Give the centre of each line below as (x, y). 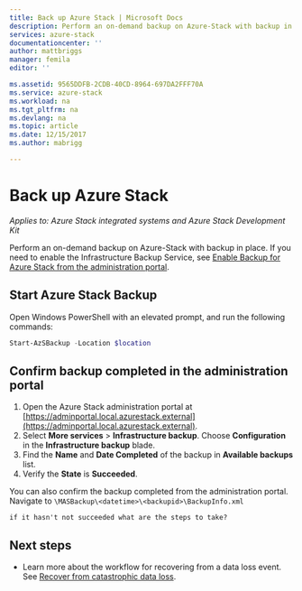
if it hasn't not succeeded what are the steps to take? (119, 518)
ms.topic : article (44, 126)
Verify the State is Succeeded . (80, 474)
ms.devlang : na (38, 118)
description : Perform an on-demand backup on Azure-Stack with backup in (151, 26)
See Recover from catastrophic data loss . (99, 577)
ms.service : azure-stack (56, 92)
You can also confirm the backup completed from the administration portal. (149, 492)
